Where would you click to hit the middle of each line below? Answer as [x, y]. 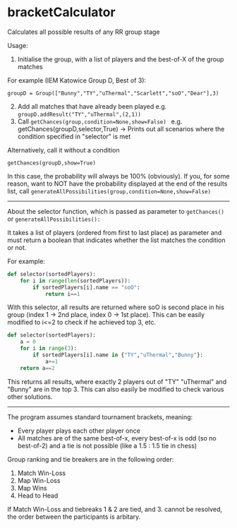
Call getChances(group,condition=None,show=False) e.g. [100, 121]
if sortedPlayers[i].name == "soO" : [86, 287]
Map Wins [32, 488]
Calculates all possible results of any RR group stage [84, 32]
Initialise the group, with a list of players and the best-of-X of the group [121, 59]
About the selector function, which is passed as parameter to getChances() [116, 211]
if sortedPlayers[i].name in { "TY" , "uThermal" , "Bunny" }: [118, 355]
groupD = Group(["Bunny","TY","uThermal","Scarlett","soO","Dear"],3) [113, 93]
